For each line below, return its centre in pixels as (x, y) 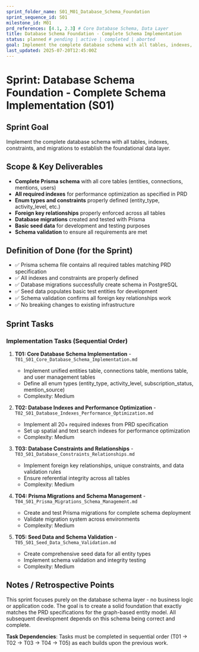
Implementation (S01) (60, 105)
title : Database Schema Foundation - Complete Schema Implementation (94, 34)
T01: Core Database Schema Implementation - (73, 354)
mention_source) (44, 390)
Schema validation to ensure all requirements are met (81, 232)
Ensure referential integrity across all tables (77, 478)
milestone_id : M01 (29, 23)
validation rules (42, 472)
